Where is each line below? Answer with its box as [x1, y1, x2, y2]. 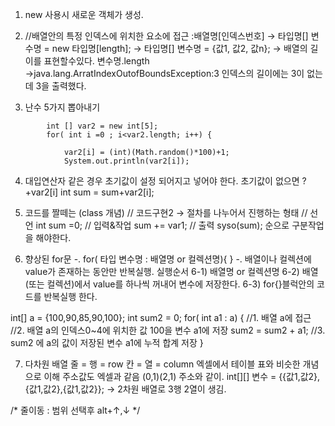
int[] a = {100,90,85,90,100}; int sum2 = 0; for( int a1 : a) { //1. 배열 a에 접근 [10, 312, 312, 323]
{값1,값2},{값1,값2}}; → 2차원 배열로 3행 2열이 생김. [24, 383, 227, 395]
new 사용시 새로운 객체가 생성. [24, 9, 144, 20]
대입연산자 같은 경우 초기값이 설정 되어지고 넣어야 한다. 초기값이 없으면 [24, 175, 300, 187]
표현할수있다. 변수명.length [43, 55, 150, 67]
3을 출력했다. [35, 80, 87, 92]
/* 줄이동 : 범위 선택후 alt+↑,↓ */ [10, 404, 141, 416]
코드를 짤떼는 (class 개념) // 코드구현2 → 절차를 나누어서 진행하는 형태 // [24, 207, 308, 218]
